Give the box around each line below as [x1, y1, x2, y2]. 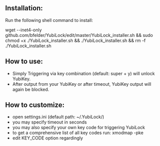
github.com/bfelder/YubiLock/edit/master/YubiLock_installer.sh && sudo [5, 32, 154, 38]
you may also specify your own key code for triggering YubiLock [12, 125, 146, 131]
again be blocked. [12, 86, 49, 92]
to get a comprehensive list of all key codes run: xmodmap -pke [12, 130, 144, 136]
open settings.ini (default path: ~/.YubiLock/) [12, 114, 105, 120]
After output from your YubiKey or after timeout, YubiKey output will [12, 81, 152, 87]
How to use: [5, 57, 43, 66]
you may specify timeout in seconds [12, 119, 87, 125]
